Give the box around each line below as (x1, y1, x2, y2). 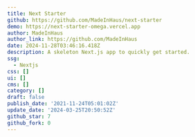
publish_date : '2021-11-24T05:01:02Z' (7, 100, 119, 107)
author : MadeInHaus (7, 29, 64, 37)
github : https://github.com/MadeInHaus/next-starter (7, 17, 162, 24)
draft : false (7, 94, 45, 101)
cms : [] (7, 81, 30, 88)
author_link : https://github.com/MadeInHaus (7, 36, 138, 43)
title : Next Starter (7, 10, 67, 17)
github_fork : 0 (7, 119, 51, 127)
